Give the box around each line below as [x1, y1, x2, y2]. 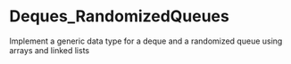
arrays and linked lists [9, 44, 90, 55]
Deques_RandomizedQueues [9, 6, 229, 27]
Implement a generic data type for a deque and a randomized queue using [9, 36, 283, 46]
